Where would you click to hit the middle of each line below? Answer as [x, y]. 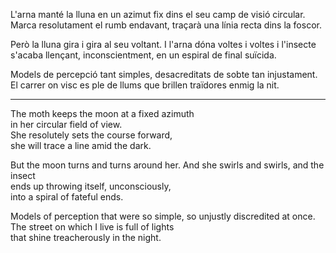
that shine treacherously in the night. [86, 237]
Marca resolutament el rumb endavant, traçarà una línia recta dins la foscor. [166, 25]
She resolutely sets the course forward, [91, 135]
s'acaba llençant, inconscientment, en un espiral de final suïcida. [143, 55]
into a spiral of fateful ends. [67, 197]
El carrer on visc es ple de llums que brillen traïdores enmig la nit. [145, 85]
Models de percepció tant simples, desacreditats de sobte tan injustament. [164, 74]
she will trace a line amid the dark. [81, 145]
